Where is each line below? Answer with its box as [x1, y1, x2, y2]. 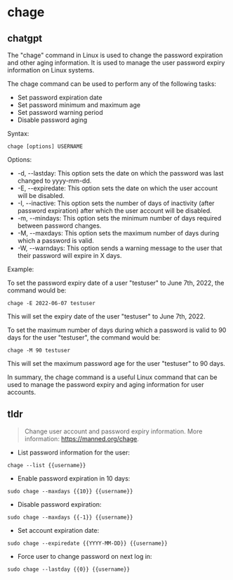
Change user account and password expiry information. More [24, 427, 203, 436]
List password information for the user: [17, 448, 130, 457]
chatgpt [7, 32, 43, 44]
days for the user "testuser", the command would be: [7, 333, 161, 342]
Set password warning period [17, 109, 103, 116]
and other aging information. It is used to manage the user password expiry [7, 58, 225, 67]
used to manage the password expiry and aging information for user [7, 381, 205, 388]
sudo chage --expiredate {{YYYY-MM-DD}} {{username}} [7, 540, 168, 547]
